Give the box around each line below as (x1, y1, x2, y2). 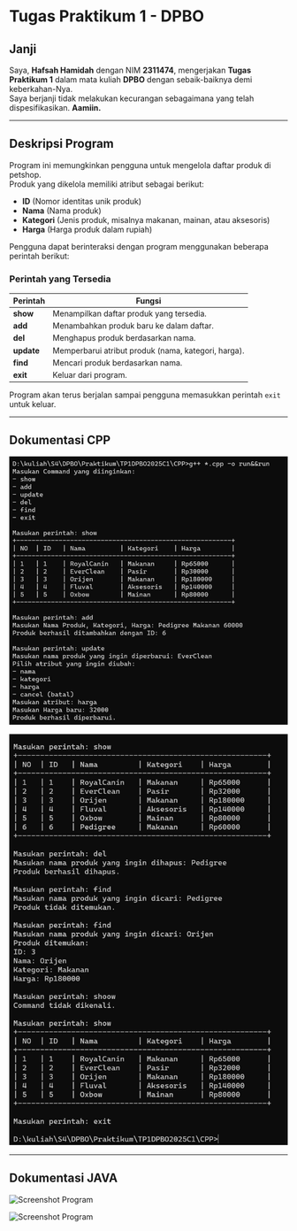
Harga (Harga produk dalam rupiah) (21, 224, 153, 235)
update (12, 345, 40, 356)
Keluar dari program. (52, 370, 127, 381)
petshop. (9, 169, 42, 180)
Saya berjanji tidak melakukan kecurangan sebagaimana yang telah (9, 93, 255, 104)
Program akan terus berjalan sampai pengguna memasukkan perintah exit (9, 389, 281, 400)
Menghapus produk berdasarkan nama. (52, 333, 196, 343)
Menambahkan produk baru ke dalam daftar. (52, 320, 215, 331)
